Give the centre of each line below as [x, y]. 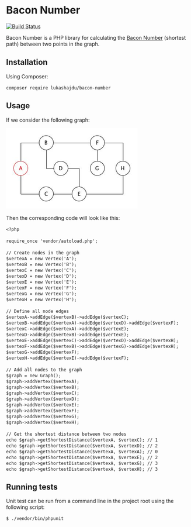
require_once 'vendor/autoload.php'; [52, 241]
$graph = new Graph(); [34, 376]
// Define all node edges [37, 311]
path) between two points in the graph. [53, 44]
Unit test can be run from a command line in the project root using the [90, 501]
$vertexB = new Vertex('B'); [41, 264]
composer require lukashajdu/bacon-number [58, 88]
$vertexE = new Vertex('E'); [41, 282]
